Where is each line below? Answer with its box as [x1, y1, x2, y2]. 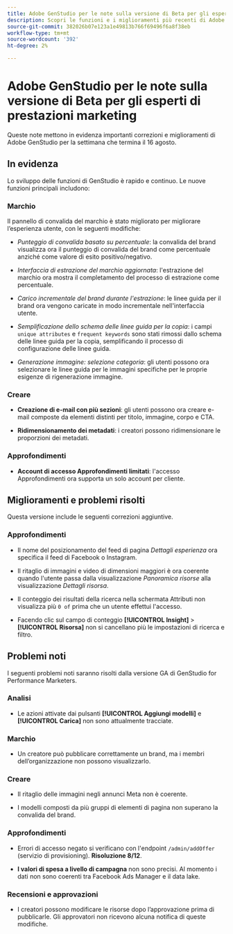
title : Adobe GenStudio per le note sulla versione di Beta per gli [7, 10, 209, 17]
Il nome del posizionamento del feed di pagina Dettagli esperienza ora [17, 546, 218, 554]
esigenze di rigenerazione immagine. [17, 372, 123, 381]
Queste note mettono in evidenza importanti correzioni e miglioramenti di [7, 130, 216, 139]
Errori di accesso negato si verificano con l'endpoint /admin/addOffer [17, 844, 215, 852]
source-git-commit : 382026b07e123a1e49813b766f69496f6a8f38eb [7, 23, 191, 30]
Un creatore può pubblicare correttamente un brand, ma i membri [17, 750, 205, 758]
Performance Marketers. [7, 676, 78, 684]
